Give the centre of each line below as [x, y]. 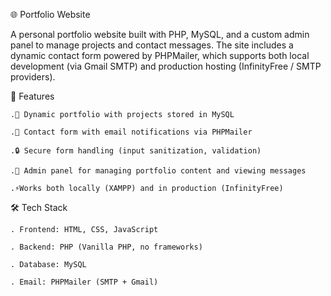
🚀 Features [32, 96]
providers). [33, 77]
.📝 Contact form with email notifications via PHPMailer [131, 132]
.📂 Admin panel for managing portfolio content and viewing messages [158, 171]
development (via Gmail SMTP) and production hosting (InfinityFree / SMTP [166, 66]
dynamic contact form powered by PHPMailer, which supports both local [160, 55]
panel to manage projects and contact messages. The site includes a [152, 45]
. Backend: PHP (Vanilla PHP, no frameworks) [106, 247]
